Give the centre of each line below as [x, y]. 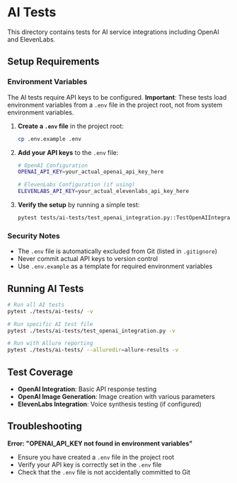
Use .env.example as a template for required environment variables [115, 267]
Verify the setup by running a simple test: [79, 205]
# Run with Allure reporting [50, 344]
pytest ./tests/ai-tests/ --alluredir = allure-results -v [93, 350]
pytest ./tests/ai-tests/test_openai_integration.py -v [91, 331]
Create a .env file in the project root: [70, 126]
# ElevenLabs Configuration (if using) [76, 185]
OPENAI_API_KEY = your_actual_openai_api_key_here [91, 172]
